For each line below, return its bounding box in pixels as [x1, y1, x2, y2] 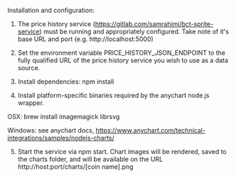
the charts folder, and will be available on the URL [17, 155, 163, 163]
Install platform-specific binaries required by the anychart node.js [17, 91, 210, 99]
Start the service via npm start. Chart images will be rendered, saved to [17, 148, 227, 155]
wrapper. [17, 99, 45, 107]
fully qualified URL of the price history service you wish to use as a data [17, 56, 229, 65]
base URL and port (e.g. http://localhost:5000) [17, 35, 154, 43]
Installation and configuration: [7, 6, 95, 14]
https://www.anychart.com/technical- [95, 126, 206, 134]
